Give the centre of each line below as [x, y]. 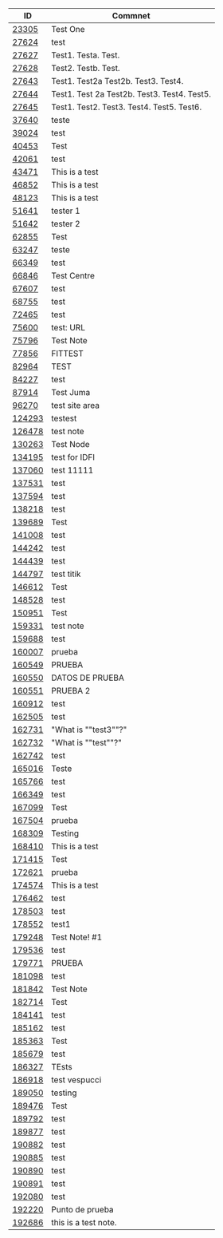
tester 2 [66, 224]
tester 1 [66, 211]
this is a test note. [84, 1222]
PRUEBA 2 [71, 691]
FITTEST [67, 353]
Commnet [131, 16]
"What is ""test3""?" [89, 730]
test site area [75, 405]
